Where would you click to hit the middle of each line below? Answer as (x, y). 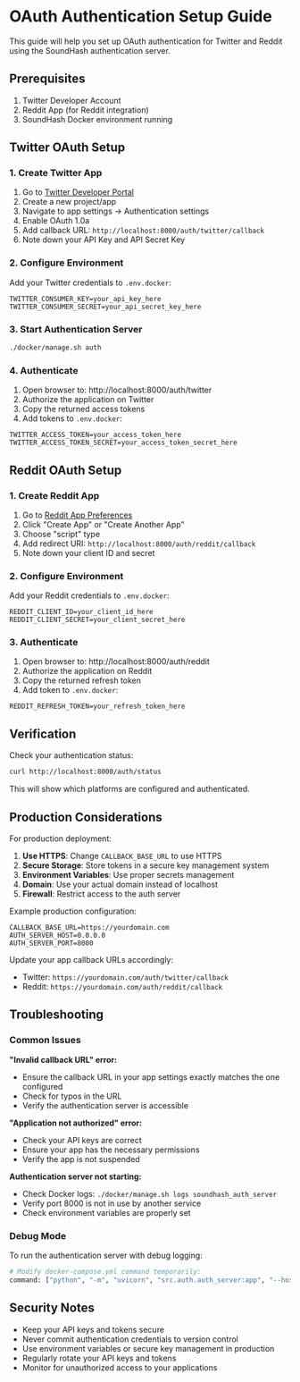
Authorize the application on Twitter (88, 400)
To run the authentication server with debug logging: (106, 1255)
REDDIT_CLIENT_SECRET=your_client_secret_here (97, 620)
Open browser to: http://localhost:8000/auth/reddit (116, 662)
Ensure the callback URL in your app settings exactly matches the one (151, 1077)
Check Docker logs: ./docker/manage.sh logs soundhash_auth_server (150, 1193)
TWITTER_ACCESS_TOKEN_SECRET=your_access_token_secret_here (124, 443)
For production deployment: (60, 838)
